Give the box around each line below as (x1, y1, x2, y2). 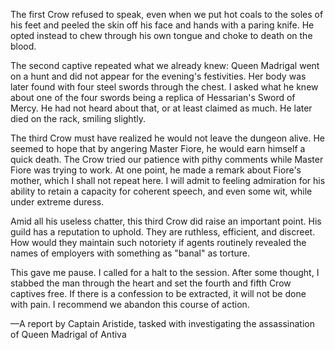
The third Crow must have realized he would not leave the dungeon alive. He (10, 132, 326, 144)
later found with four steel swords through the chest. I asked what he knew (10, 81, 319, 93)
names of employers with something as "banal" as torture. (10, 247, 251, 259)
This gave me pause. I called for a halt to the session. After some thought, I (10, 267, 320, 278)
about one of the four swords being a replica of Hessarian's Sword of (10, 92, 296, 103)
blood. (10, 40, 37, 52)
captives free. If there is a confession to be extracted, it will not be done (10, 288, 307, 299)
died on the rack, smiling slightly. (10, 113, 146, 124)
